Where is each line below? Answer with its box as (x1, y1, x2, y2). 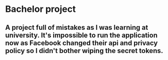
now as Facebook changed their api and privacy (5, 39, 158, 47)
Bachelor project (5, 3, 76, 15)
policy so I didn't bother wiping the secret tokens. (5, 46, 163, 55)
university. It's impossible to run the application (5, 31, 158, 39)
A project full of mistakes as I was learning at (5, 23, 148, 32)
